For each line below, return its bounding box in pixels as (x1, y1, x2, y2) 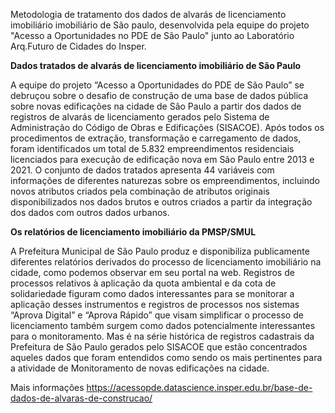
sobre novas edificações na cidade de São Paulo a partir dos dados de (10, 100, 302, 112)
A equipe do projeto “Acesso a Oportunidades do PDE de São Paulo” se (10, 79, 305, 91)
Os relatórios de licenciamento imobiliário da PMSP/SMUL (10, 226, 257, 238)
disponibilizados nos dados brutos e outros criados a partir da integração (10, 196, 313, 208)
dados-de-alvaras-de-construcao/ (10, 392, 153, 404)
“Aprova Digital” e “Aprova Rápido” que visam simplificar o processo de (10, 309, 304, 321)
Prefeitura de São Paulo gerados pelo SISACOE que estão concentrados (10, 341, 308, 353)
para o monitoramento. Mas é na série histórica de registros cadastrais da (10, 330, 315, 342)
